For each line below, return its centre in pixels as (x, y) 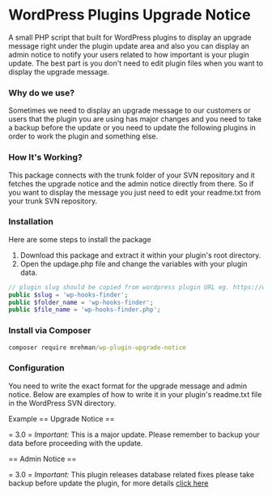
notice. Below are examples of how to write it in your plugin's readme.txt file (135, 394)
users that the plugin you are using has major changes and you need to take (135, 119)
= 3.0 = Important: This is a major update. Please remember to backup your (134, 434)
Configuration (36, 368)
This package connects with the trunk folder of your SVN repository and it (132, 175)
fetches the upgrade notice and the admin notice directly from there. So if (131, 183)
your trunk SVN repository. (53, 201)
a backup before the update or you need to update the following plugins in (132, 128)
